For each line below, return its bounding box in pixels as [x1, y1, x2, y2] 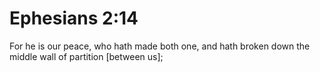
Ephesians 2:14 [9, 7, 139, 30]
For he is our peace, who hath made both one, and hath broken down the [9, 40, 311, 52]
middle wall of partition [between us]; [9, 50, 164, 62]
